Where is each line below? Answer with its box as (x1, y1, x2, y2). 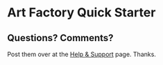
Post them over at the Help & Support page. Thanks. (7, 50, 156, 58)
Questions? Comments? (7, 32, 114, 44)
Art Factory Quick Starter (7, 5, 156, 21)
